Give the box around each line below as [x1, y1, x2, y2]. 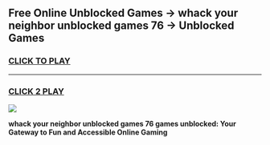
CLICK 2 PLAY [8, 86, 64, 97]
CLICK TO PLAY [8, 55, 71, 66]
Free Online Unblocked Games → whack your [8, 6, 239, 20]
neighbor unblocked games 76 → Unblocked [8, 19, 235, 33]
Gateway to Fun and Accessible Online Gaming [8, 127, 168, 137]
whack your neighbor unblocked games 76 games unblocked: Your [8, 119, 237, 128]
